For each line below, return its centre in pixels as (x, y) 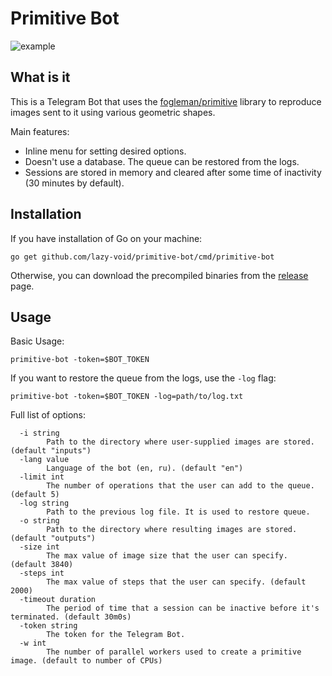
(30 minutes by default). (74, 183)
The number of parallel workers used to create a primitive (174, 652)
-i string (39, 433)
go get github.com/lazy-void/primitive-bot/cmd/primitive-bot (142, 257)
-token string (48, 626)
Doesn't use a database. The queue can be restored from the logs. (162, 161)
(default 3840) (42, 565)
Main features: (40, 131)
